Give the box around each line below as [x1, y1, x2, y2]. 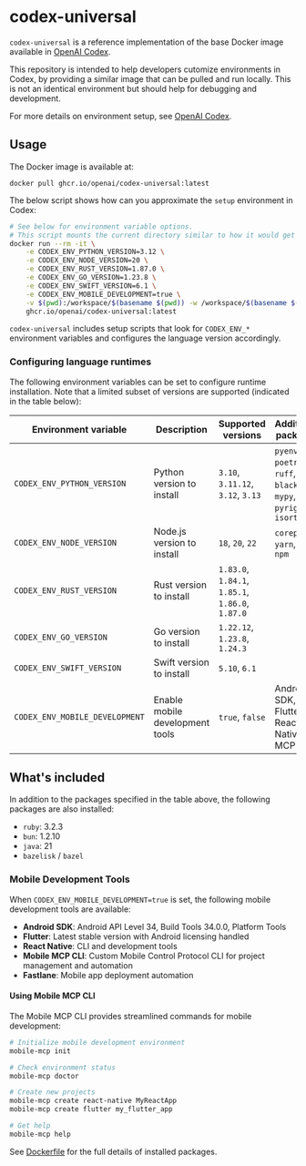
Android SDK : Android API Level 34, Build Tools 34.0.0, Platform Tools [22, 921, 287, 932]
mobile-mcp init [9, 1046, 71, 1056]
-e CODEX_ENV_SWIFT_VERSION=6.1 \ [25, 281, 157, 291]
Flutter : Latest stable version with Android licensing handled [22, 931, 250, 942]
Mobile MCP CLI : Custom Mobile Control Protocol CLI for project [22, 950, 266, 961]
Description [155, 423, 208, 435]
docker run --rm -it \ [9, 239, 96, 248]
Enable [153, 693, 184, 706]
